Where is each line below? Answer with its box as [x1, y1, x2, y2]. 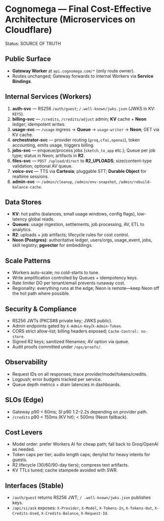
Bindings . [12, 78, 32, 84]
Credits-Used [12, 511, 39, 516]
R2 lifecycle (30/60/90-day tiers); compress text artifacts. [12, 462, 129, 468]
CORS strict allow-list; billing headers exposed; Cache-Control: [12, 328, 140, 334]
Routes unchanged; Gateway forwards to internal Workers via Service [12, 73, 154, 79]
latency [12, 216, 27, 222]
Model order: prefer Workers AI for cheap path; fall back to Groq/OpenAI [12, 441, 159, 447]
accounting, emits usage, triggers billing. [12, 142, 94, 148]
